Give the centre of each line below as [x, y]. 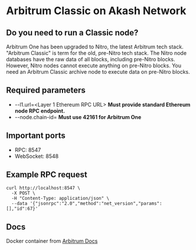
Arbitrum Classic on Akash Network [96, 11]
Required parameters [46, 91]
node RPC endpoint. [40, 111]
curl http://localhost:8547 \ [43, 188]
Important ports [36, 136]
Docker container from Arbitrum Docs [52, 241]
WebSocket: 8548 [37, 156]
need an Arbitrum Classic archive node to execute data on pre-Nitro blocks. [98, 72]
